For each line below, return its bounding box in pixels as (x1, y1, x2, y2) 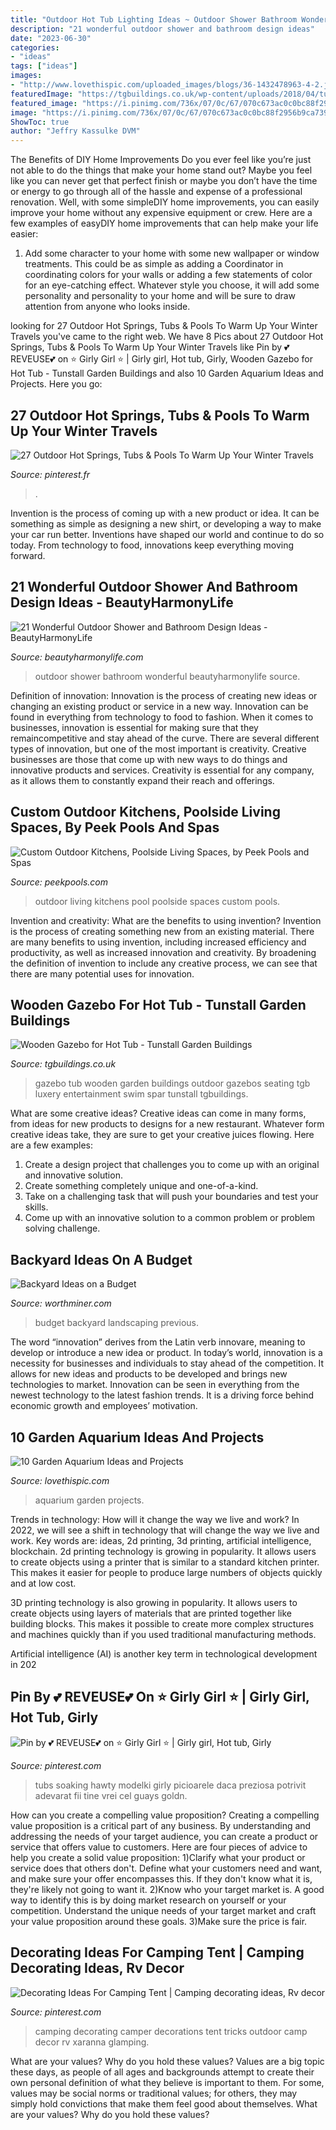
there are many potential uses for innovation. (10, 967, 195, 980)
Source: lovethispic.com (10, 1475, 110, 1486)
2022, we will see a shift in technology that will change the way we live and (10, 1524, 320, 1536)
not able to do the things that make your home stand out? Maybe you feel (10, 164, 313, 176)
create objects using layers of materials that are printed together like (10, 1607, 293, 1619)
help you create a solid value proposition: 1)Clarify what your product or (10, 1851, 306, 1863)
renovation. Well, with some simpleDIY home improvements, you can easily (10, 196, 320, 208)
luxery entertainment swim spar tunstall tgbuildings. (34, 1088, 249, 1100)
